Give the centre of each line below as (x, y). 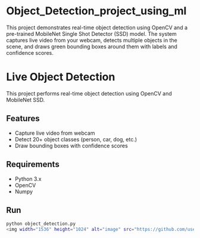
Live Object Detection (61, 77)
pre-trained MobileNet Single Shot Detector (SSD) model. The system (91, 33)
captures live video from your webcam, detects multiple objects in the (92, 40)
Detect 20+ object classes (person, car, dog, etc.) (76, 139)
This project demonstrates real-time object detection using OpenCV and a (97, 27)
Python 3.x (28, 179)
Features (23, 118)
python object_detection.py (41, 224)
